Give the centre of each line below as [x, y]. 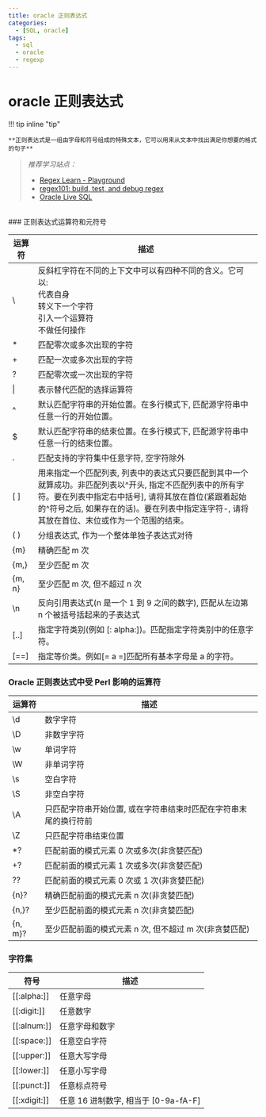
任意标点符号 [83, 1086]
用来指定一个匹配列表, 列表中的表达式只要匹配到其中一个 [143, 473]
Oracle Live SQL [66, 197]
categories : [28, 23]
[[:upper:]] [32, 1056]
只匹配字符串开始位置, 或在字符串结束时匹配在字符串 [142, 809]
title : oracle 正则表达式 [48, 15]
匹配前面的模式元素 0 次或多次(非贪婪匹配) [124, 851]
